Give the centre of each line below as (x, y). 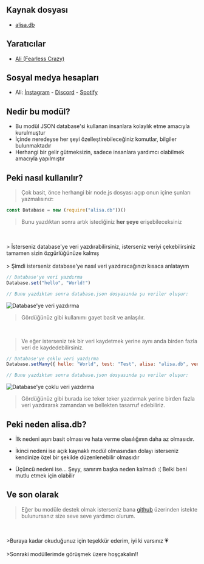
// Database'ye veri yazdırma (45, 277)
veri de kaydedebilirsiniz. (52, 348)
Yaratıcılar (26, 44)
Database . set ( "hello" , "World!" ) (49, 283)
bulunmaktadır (33, 146)
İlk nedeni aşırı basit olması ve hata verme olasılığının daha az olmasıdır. (105, 439)
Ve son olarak (32, 495)
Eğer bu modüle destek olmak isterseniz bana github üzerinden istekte (109, 509)
